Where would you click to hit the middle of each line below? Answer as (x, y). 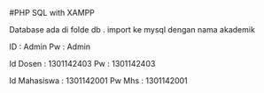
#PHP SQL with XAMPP (52, 13)
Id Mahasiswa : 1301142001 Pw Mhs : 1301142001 (98, 81)
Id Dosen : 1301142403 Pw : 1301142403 (82, 64)
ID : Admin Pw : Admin (50, 46)
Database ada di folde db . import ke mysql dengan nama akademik (132, 29)
